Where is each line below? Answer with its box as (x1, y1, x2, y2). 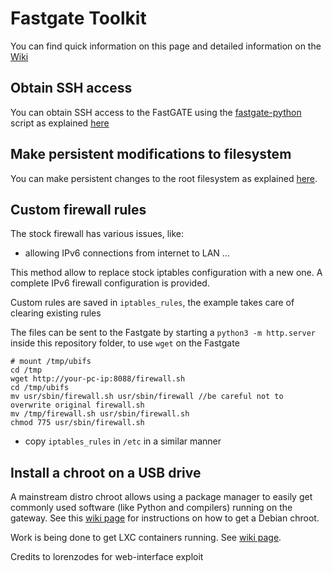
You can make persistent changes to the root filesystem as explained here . (10, 172, 318, 184)
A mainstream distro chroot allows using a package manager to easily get (10, 491, 313, 503)
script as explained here (10, 117, 110, 129)
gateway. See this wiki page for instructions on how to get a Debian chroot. (10, 512, 320, 524)
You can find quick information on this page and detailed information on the (10, 40, 322, 52)
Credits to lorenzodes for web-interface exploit (10, 551, 204, 563)
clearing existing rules (10, 307, 102, 319)
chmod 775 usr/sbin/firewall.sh (10, 418, 145, 428)
